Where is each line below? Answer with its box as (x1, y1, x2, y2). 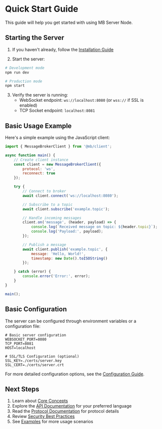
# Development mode (5, 65, 45, 70)
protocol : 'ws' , (22, 167, 55, 171)
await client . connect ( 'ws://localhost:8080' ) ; (22, 193, 119, 198)
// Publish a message (22, 242, 67, 247)
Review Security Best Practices (12, 413, 75, 419)
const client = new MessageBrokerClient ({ (14, 162, 101, 167)
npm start (5, 83, 25, 88)
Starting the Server (5, 34, 65, 42)
